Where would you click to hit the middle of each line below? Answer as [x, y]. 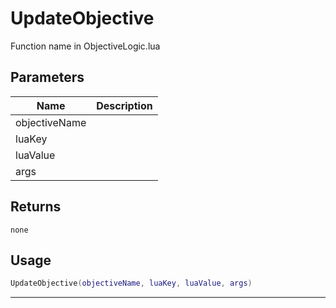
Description [124, 105]
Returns [36, 207]
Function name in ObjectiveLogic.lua [85, 46]
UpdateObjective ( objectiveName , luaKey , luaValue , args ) [131, 283]
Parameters [47, 77]
